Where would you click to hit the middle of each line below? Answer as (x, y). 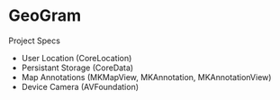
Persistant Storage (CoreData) (77, 68)
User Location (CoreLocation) (77, 58)
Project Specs (34, 41)
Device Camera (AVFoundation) (80, 86)
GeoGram (45, 16)
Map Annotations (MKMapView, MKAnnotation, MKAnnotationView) (146, 77)
